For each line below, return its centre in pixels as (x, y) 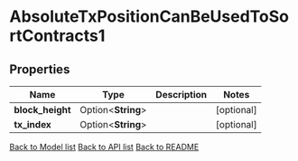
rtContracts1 (57, 36)
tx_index (33, 124)
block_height (42, 110)
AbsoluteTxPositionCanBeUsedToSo (149, 17)
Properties (40, 69)
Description (182, 95)
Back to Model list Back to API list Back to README (104, 147)
